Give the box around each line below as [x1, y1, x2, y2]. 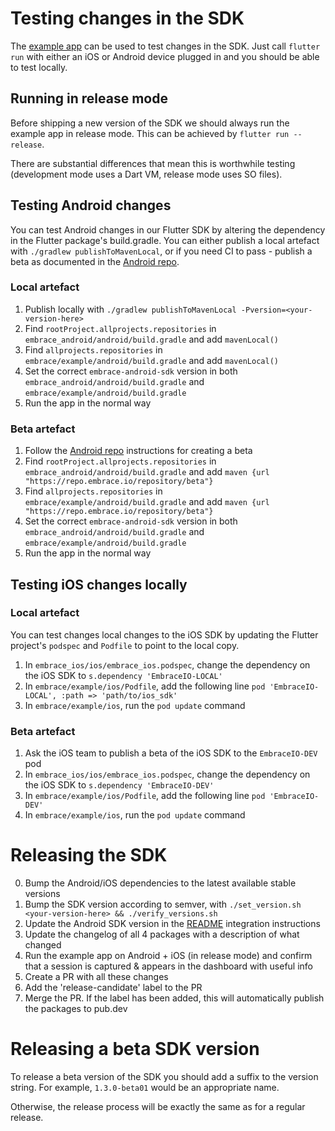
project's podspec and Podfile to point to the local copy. [10, 639, 240, 651]
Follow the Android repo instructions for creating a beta [24, 445, 253, 457]
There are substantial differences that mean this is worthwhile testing [10, 157, 296, 169]
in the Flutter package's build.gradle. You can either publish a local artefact [10, 234, 320, 246]
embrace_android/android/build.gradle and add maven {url [24, 466, 270, 478]
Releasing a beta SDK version [10, 1038, 260, 1061]
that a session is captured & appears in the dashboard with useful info [24, 960, 313, 972]
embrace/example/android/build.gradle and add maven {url [24, 496, 270, 508]
